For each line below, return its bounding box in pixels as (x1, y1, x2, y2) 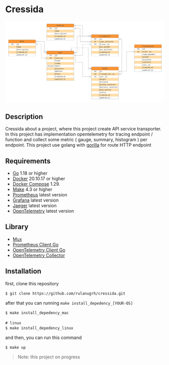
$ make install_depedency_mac (5, 310, 69, 315)
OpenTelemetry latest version (12, 208, 74, 214)
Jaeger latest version (12, 202, 57, 209)
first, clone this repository (5, 280, 59, 286)
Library (5, 222, 29, 231)
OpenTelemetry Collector (12, 252, 65, 258)
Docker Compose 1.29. (12, 181, 60, 187)
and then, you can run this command (5, 334, 82, 341)
